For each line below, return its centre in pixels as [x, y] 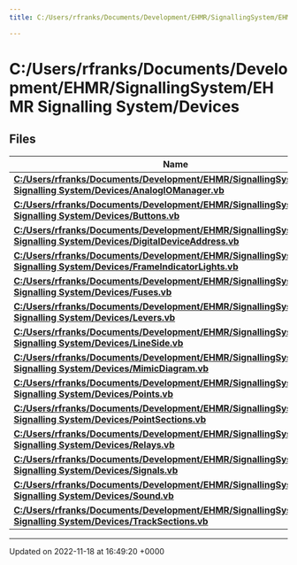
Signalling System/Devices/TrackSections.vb [111, 521]
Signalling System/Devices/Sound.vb [94, 495]
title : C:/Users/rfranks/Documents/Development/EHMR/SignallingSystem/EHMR [152, 17]
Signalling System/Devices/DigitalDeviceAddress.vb [126, 241]
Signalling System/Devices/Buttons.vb [97, 215]
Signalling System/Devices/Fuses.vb [93, 291]
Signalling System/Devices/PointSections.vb [110, 419]
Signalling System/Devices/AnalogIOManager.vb [119, 190]
